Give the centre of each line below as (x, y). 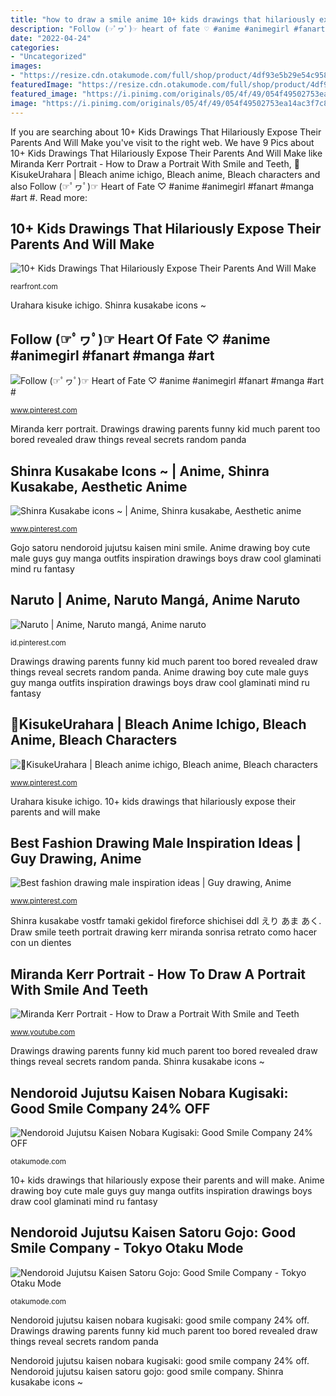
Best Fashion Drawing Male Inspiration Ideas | (156, 842)
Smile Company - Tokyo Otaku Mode (127, 1248)
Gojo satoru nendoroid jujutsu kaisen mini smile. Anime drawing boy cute (160, 547)
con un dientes (41, 943)
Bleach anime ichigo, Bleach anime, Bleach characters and (199, 174)
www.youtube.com (43, 1032)
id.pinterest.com (38, 642)
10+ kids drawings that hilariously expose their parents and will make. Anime (167, 1180)
